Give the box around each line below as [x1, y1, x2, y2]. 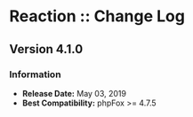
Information [9, 68, 61, 81]
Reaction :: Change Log [9, 6, 185, 27]
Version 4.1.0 [9, 42, 84, 57]
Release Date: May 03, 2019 [21, 88, 127, 98]
